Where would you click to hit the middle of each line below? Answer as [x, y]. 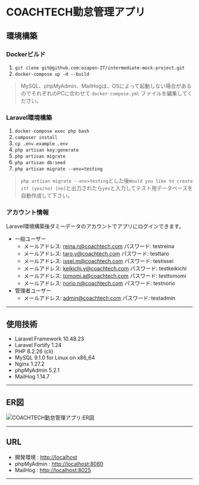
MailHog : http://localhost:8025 [53, 470]
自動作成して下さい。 [46, 195]
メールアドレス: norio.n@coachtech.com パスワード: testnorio [99, 283]
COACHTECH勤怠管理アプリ [76, 12]
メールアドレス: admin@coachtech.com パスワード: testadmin [99, 298]
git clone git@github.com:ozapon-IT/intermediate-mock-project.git [99, 68]
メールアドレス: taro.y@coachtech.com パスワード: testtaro [96, 254]
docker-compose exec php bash [52, 131]
